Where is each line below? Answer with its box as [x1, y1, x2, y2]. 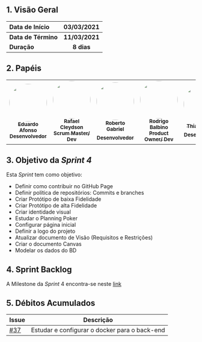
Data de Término [9, 33, 58, 41]
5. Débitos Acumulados [6, 298, 96, 308]
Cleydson [60, 124, 84, 131]
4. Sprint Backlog [6, 264, 72, 274]
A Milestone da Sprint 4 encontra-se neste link [6, 280, 122, 288]
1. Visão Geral [6, 5, 58, 15]
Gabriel [106, 126, 124, 133]
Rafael [64, 118, 80, 125]
